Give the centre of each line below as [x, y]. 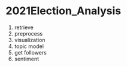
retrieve [24, 27]
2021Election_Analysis [63, 11]
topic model [29, 46]
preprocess [28, 33]
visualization [30, 40]
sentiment [27, 59]
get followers [31, 52]
